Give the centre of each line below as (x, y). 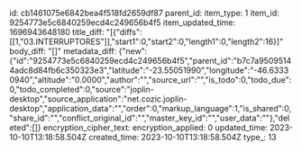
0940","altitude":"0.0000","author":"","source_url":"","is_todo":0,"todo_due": (151, 80)
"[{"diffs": (124, 32)
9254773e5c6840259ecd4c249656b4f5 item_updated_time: (123, 22)
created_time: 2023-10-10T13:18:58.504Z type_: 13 (183, 137)
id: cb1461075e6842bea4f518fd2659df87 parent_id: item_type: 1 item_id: (144, 13)
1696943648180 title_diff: (57, 32)
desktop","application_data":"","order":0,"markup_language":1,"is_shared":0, (151, 108)
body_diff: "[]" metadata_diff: (63, 51)
